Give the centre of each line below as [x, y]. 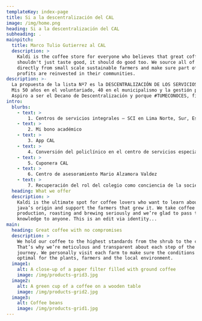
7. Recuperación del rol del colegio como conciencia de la [105, 185]
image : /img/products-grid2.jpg [57, 292]
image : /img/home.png [33, 23]
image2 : [21, 281]
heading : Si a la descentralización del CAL [63, 29]
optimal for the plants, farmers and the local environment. [95, 258]
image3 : [21, 298]
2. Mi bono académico [55, 129]
